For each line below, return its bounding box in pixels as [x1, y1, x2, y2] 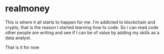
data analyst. [5, 35, 32, 41]
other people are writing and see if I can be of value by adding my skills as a [5, 29, 160, 35]
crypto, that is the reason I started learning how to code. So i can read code [5, 24, 159, 30]
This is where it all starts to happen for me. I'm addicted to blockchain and [5, 19, 156, 25]
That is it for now [5, 44, 39, 50]
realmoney [5, 3, 50, 14]
